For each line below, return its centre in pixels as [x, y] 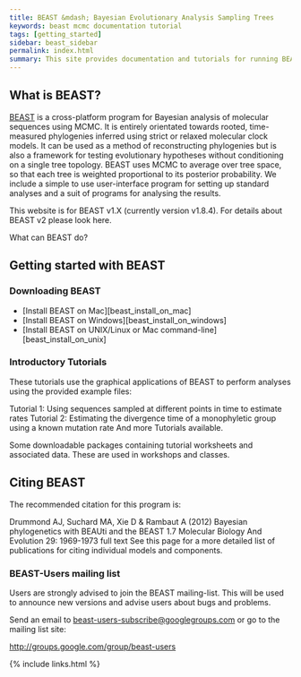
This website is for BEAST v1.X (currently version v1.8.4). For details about [146, 210]
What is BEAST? [55, 95]
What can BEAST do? [48, 237]
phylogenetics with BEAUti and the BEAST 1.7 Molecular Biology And [136, 531]
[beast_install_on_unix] [64, 339]
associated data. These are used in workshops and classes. [120, 454]
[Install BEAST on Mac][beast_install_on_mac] [107, 311]
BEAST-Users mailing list [65, 573]
